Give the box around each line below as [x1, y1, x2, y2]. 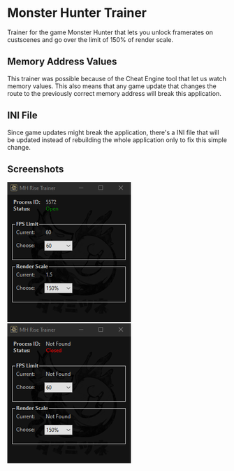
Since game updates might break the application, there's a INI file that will [7, 128, 219, 136]
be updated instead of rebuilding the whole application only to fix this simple [7, 135, 227, 144]
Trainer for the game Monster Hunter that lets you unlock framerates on [7, 28, 214, 36]
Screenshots [7, 163, 64, 175]
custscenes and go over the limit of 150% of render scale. [7, 35, 173, 43]
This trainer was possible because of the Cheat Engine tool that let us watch [7, 74, 227, 83]
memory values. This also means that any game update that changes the [7, 82, 217, 90]
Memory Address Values [7, 56, 117, 68]
